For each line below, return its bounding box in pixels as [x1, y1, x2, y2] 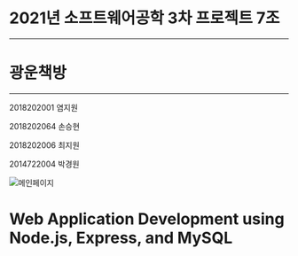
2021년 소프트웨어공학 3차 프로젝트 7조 [9, 8, 280, 28]
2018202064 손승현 [9, 120, 80, 131]
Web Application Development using [9, 209, 286, 229]
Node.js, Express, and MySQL [9, 228, 233, 248]
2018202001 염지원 [9, 102, 78, 112]
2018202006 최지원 [9, 139, 80, 151]
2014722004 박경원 [9, 159, 80, 169]
